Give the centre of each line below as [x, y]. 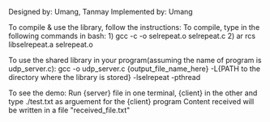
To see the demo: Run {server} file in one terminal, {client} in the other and [133, 93]
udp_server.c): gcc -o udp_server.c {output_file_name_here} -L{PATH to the [135, 69]
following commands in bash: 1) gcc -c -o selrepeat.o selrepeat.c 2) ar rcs [132, 36]
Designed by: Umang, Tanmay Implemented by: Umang [101, 12]
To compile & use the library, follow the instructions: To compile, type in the [134, 27]
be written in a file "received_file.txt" [69, 110]
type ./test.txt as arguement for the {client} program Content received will [131, 101]
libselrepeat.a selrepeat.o [51, 44]
